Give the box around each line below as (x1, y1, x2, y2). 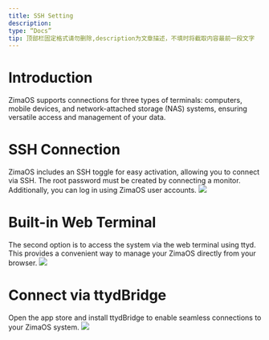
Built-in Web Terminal (8, 214, 157, 231)
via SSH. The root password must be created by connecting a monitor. (8, 176, 241, 186)
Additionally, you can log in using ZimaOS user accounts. (8, 186, 197, 195)
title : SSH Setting (8, 11, 74, 20)
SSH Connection (8, 141, 120, 159)
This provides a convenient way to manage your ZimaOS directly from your (8, 248, 257, 258)
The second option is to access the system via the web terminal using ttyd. (8, 240, 256, 250)
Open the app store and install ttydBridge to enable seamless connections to (8, 313, 262, 322)
